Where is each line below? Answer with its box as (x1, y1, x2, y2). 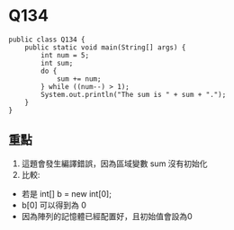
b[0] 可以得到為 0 (21, 199, 87, 210)
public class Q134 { (8, 35, 86, 44)
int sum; (40, 58, 74, 67)
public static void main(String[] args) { (24, 42, 186, 52)
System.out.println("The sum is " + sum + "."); (40, 90, 227, 99)
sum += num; (56, 74, 102, 84)
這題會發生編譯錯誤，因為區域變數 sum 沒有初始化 (21, 158, 208, 169)
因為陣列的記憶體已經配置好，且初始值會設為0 (21, 210, 193, 221)
